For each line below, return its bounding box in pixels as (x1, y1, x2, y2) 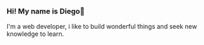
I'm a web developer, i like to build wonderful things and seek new (6, 22, 198, 31)
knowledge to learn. (6, 30, 64, 38)
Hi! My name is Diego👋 (6, 6, 85, 16)
